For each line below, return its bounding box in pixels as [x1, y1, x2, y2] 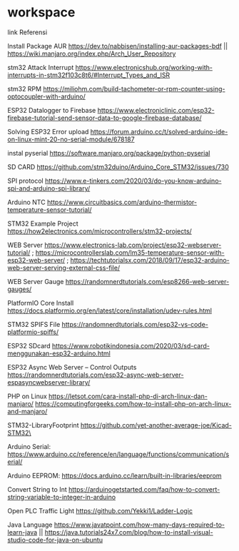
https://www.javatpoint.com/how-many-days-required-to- [54, 520, 225, 529]
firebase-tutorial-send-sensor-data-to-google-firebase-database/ [7, 113, 202, 122]
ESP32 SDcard [7, 341, 51, 350]
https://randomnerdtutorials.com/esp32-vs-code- [61, 320, 209, 328]
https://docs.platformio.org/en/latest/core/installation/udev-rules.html [7, 306, 213, 315]
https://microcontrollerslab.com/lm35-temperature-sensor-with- [35, 248, 225, 257]
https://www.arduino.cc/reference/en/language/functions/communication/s [7, 450, 230, 458]
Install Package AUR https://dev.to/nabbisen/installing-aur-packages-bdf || [7, 41, 228, 50]
